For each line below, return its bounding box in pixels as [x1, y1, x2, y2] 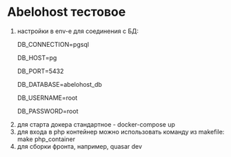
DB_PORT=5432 [17, 67, 64, 75]
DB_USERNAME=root [17, 94, 78, 102]
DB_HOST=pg [17, 53, 57, 62]
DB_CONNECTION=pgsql [17, 40, 90, 48]
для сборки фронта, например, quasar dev [17, 142, 143, 150]
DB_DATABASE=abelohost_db [17, 80, 102, 88]
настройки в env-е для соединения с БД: [17, 27, 139, 35]
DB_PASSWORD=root [17, 107, 79, 115]
